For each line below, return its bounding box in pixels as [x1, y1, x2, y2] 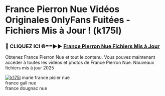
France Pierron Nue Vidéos [5, 4, 120, 15]
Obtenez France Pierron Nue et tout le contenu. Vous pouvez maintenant [5, 54, 155, 60]
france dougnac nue [5, 85, 48, 91]
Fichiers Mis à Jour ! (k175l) [5, 25, 122, 36]
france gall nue [5, 80, 37, 86]
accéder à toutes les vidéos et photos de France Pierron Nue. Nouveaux [5, 59, 154, 66]
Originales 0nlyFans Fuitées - [5, 14, 130, 26]
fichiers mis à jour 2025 [5, 65, 54, 71]
